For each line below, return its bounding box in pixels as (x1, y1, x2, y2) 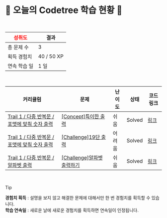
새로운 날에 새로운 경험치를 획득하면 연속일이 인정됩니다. (29, 207, 139, 213)
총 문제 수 (7, 43, 29, 50)
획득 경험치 (7, 53, 32, 60)
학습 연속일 (5, 207, 26, 213)
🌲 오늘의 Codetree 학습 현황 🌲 (5, 4, 123, 16)
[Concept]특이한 (61, 113, 99, 120)
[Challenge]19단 (61, 133, 100, 140)
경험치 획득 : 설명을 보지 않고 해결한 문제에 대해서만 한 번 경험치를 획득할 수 (5, 195, 151, 201)
